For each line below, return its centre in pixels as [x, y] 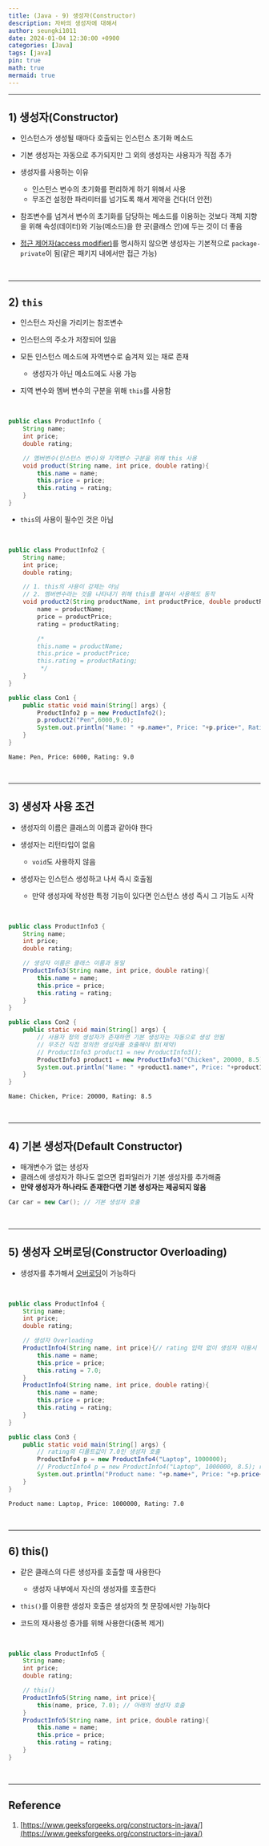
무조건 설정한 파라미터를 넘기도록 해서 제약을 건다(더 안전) [122, 199]
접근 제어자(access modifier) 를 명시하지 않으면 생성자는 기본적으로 [125, 243]
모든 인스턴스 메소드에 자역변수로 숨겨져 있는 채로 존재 [104, 357]
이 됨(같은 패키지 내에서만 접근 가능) [101, 253]
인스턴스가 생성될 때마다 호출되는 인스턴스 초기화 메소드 [106, 138]
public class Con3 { [43, 1437]
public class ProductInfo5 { [57, 1654]
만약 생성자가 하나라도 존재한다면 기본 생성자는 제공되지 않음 [113, 1187]
